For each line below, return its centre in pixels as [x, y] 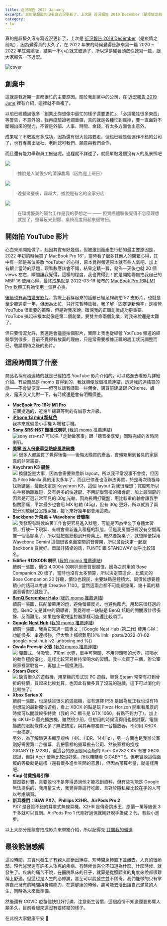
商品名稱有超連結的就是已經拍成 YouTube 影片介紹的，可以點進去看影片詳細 [83, 375]
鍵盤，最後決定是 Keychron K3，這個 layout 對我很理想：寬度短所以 [90, 485]
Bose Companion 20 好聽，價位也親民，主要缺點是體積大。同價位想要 [84, 579]
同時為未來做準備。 [33, 891]
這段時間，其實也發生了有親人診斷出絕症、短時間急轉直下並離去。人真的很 [81, 860]
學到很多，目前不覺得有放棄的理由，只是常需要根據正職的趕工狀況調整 [81, 339]
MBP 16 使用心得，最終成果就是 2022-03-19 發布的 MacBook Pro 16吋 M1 [80, 281]
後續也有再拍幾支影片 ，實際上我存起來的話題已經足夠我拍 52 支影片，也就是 [83, 297]
